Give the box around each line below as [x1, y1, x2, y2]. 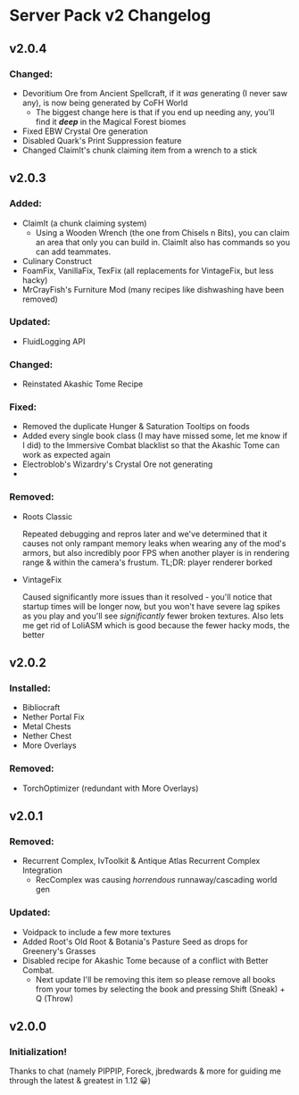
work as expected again [21, 450, 112, 460]
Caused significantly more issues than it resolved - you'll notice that [21, 591, 272, 602]
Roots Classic [21, 510, 73, 522]
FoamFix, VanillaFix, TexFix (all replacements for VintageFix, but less [21, 265, 274, 276]
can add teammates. [35, 246, 112, 257]
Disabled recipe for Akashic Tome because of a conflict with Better [21, 955, 270, 966]
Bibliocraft [21, 702, 61, 713]
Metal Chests [21, 721, 71, 732]
